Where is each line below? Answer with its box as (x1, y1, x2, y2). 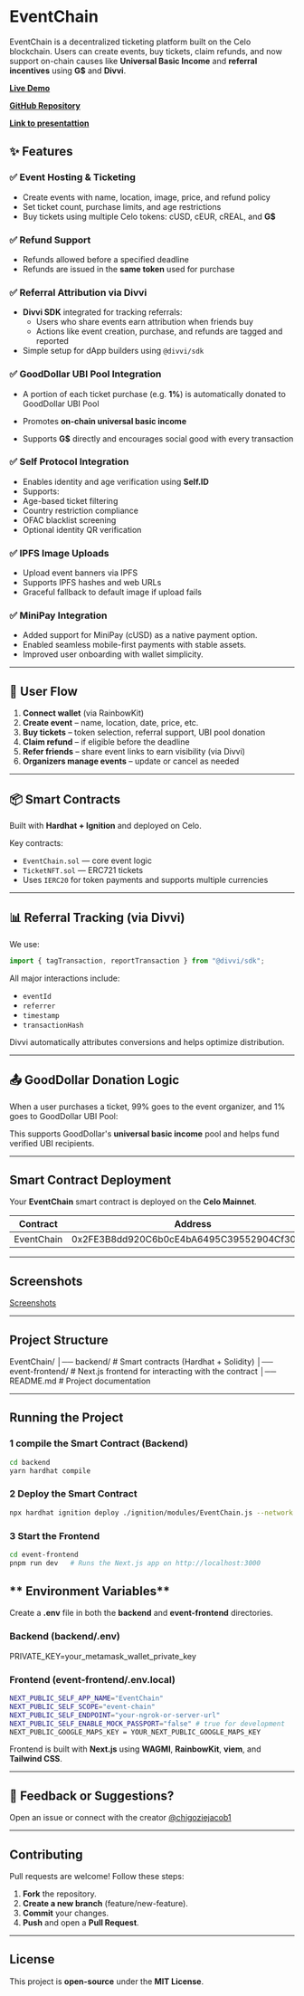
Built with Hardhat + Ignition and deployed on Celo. (9, 821, 202, 832)
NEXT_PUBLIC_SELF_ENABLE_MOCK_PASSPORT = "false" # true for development (9, 1719, 285, 1728)
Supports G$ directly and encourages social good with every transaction (22, 432, 294, 444)
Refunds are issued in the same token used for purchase (22, 263, 235, 274)
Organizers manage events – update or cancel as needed (22, 756, 240, 766)
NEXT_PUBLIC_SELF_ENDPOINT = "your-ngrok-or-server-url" (9, 1710, 221, 1720)
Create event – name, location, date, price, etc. (22, 718, 199, 728)
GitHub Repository (9, 100, 81, 110)
